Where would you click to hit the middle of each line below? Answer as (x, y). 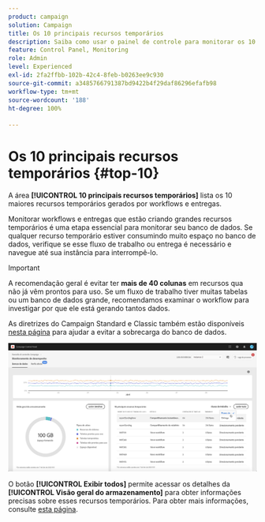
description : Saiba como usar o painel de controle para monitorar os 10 (132, 42)
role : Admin (28, 58)
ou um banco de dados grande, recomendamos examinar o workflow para (129, 300)
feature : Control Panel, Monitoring (68, 50)
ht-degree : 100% (35, 108)
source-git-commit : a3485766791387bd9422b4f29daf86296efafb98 (112, 83)
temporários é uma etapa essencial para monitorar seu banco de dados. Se (131, 227)
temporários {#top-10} (84, 173)
